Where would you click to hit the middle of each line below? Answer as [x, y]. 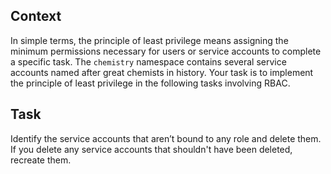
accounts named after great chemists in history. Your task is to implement [162, 72]
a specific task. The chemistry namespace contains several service [148, 61]
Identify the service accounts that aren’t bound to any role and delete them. [166, 138]
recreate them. [41, 160]
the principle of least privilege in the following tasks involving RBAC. [150, 83]
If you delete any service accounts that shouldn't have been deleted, [151, 149]
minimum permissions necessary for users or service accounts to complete [166, 51]
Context [36, 16]
